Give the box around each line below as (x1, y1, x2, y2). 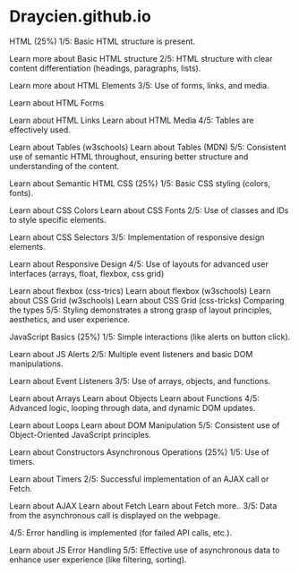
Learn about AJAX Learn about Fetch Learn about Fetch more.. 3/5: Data (9, 500, 278, 511)
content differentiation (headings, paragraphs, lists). (9, 63, 201, 73)
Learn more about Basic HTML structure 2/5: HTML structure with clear (9, 53, 273, 64)
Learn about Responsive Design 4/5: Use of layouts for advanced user (9, 258, 269, 270)
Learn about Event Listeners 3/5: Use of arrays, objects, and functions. (9, 375, 271, 386)
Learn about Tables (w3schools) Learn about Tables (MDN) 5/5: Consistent (9, 141, 286, 152)
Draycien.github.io (9, 6, 152, 27)
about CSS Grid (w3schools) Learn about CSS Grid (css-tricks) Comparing (9, 295, 285, 305)
